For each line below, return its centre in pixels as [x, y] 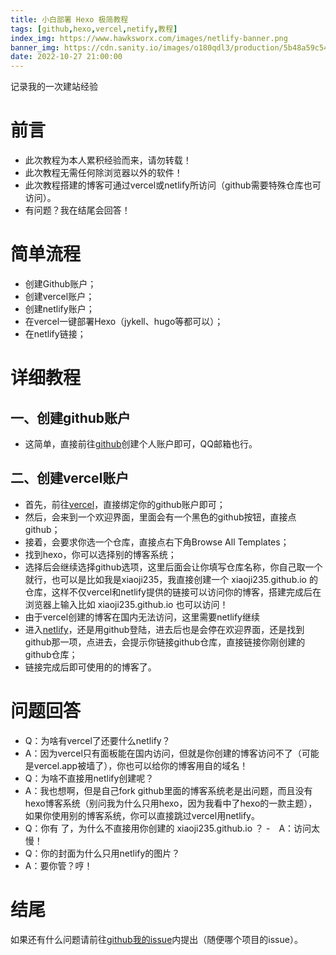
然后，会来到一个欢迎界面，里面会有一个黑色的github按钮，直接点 [160, 517]
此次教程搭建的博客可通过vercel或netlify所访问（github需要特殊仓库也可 [173, 185]
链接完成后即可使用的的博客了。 [90, 667]
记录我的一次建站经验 [54, 87]
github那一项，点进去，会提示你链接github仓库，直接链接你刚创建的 [165, 642]
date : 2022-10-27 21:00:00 [66, 57]
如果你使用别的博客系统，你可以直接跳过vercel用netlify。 [142, 815]
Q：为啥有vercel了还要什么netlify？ [97, 740]
